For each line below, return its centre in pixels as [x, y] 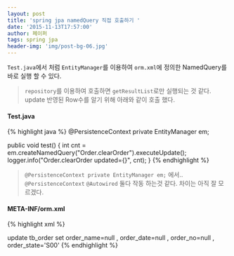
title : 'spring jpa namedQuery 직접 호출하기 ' [74, 20]
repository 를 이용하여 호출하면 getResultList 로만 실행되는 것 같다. [118, 91]
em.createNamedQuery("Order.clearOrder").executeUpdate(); [97, 153]
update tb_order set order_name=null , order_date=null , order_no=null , [111, 238]
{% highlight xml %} [36, 224]
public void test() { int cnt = [47, 145]
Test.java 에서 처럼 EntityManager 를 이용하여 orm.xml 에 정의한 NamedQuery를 [117, 67]
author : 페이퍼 [27, 33]
